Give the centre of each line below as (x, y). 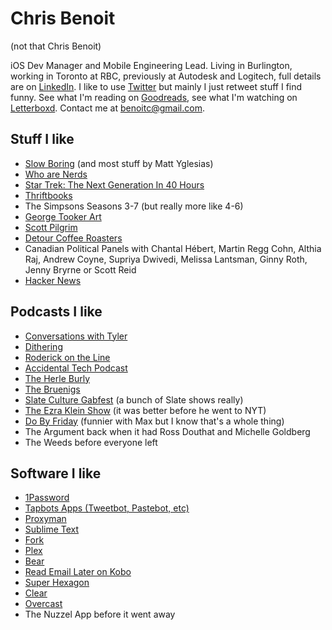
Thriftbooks (48, 195)
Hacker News (53, 280)
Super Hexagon (57, 583)
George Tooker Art (63, 216)
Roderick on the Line (67, 357)
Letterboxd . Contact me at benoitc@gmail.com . (107, 108)
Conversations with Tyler (76, 336)
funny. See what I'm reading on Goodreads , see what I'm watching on (154, 97)
